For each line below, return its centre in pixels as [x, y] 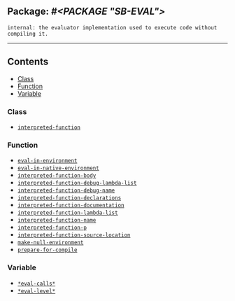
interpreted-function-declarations [69, 198]
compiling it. [28, 34]
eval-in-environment [47, 161]
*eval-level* [36, 291]
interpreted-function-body [57, 176]
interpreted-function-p [52, 228]
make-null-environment [50, 243]
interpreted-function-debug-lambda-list [77, 183]
